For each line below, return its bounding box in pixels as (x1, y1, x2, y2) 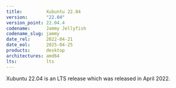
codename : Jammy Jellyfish (6, 25, 86, 32)
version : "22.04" (6, 14, 65, 20)
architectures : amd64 (6, 53, 60, 59)
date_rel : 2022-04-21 (6, 36, 73, 42)
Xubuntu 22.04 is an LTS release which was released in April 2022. (6, 75, 171, 82)
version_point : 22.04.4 (6, 20, 65, 26)
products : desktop (6, 48, 65, 54)
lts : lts (6, 58, 55, 64)
